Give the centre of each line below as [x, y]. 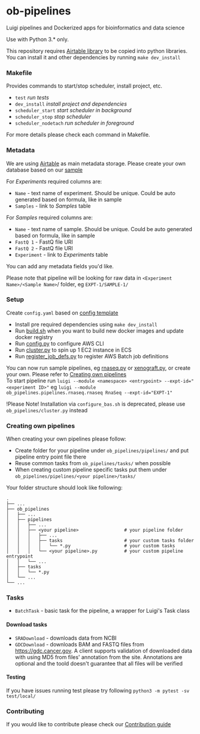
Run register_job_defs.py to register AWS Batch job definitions [92, 356]
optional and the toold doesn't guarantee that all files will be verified [99, 663]
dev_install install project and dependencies [71, 104]
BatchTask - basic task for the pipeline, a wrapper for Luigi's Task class [102, 611]
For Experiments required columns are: [54, 181]
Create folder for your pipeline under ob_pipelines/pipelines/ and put [102, 451]
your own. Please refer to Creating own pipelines [66, 374]
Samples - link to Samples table [53, 206]
